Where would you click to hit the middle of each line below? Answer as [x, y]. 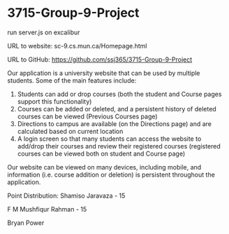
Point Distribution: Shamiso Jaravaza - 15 [66, 195]
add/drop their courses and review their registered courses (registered [119, 146]
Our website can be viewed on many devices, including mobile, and [104, 167]
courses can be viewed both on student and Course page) [101, 153]
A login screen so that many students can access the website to [109, 139]
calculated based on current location [70, 131]
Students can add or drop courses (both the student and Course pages [119, 94]
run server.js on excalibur [44, 32]
